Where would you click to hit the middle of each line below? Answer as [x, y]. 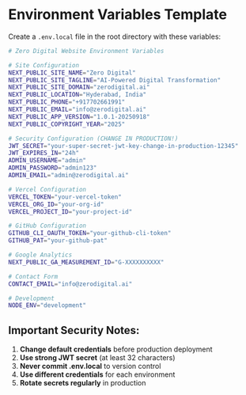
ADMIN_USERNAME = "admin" [47, 161]
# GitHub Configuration [47, 226]
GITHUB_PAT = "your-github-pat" [58, 241]
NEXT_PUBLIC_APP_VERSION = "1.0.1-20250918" [79, 116]
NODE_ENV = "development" [47, 306]
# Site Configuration [44, 65]
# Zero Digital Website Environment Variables [86, 51]
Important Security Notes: [74, 330]
